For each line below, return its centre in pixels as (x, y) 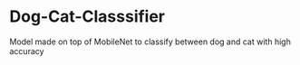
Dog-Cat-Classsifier (87, 17)
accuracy (27, 51)
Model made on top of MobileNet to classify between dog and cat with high (150, 42)
